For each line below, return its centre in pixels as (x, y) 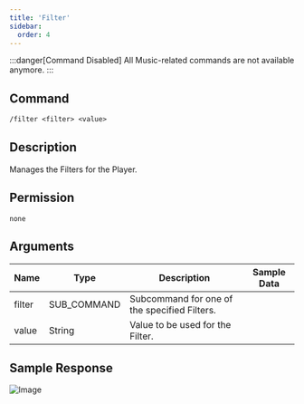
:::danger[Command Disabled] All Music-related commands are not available (152, 61)
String (62, 330)
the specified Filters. (173, 310)
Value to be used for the (180, 324)
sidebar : (26, 26)
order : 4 (34, 34)
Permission (42, 198)
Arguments (42, 247)
